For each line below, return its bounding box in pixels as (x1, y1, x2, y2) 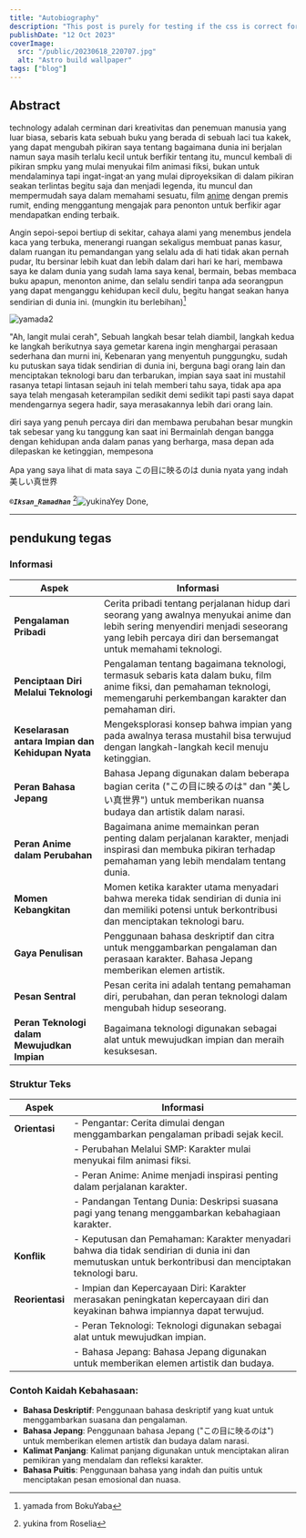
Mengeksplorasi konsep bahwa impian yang (103, 717, 292, 730)
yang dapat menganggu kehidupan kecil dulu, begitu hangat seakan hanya (9, 284, 290, 296)
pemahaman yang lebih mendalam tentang (103, 854, 287, 866)
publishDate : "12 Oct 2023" (9, 30, 117, 39)
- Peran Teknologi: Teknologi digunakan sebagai (73, 1318, 282, 1331)
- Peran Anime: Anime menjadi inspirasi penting (73, 1168, 279, 1181)
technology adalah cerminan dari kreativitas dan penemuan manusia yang (9, 122, 287, 133)
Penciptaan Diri (14, 674, 83, 687)
